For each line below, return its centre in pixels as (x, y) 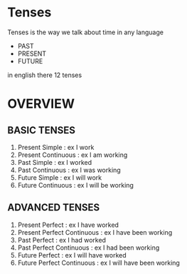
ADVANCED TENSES (54, 208)
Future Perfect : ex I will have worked (72, 255)
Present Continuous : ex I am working (73, 155)
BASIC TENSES (42, 130)
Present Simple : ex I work (56, 147)
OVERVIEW (41, 104)
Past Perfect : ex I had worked (62, 240)
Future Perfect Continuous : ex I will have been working (98, 263)
